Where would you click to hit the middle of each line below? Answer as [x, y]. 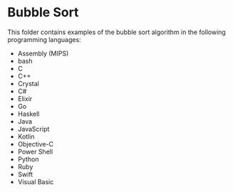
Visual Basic [36, 181]
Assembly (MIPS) [43, 53]
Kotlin [26, 137]
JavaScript [33, 129]
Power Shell [35, 151]
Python [28, 159]
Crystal [28, 83]
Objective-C [36, 144]
